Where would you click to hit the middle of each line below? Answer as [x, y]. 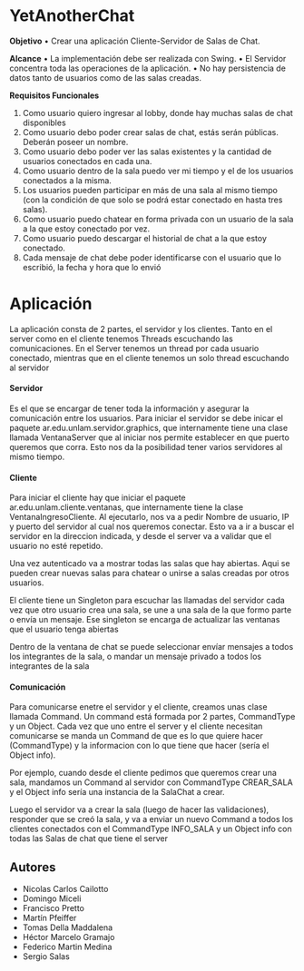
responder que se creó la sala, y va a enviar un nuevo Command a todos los [151, 819]
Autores [33, 867]
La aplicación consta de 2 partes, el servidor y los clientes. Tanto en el [141, 329]
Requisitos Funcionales [54, 95]
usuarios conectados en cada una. [87, 161]
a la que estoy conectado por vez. [86, 229]
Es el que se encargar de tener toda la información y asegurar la [129, 408]
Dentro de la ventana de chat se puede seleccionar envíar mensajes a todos [152, 647]
